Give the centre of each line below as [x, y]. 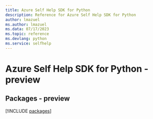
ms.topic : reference [27, 34]
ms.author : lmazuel [26, 24]
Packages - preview [38, 99]
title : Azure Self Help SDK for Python [48, 10]
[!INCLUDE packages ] [28, 111]
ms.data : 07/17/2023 [27, 29]
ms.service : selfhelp [28, 44]
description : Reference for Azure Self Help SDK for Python [71, 15]
